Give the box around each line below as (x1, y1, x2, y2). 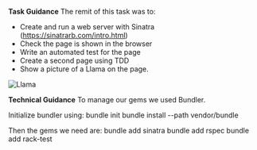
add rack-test (8, 134, 53, 144)
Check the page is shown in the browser (19, 39, 153, 48)
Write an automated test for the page (19, 48, 141, 56)
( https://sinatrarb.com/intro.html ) (19, 31, 129, 40)
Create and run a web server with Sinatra (19, 22, 155, 31)
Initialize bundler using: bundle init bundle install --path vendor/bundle (8, 110, 239, 120)
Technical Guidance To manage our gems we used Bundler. (8, 95, 206, 104)
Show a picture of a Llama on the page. (19, 64, 149, 74)
